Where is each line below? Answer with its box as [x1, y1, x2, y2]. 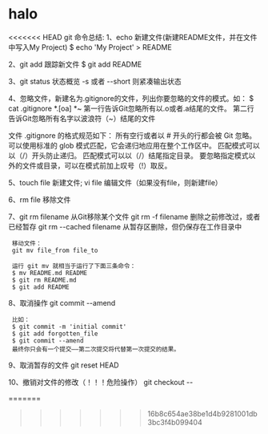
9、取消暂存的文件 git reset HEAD [8, 360, 119, 370]
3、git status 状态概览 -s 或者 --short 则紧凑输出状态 [8, 76, 182, 86]
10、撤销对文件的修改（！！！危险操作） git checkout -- [8, 377, 194, 387]
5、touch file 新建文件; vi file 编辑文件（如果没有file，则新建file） [8, 177, 222, 187]
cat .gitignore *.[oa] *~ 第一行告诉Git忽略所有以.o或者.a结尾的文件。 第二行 [8, 103, 254, 113]
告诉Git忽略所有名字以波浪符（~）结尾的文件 [8, 113, 156, 123]
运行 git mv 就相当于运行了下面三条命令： [11, 262, 136, 270]
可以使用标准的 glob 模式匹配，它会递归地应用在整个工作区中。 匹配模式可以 [8, 140, 260, 150]
